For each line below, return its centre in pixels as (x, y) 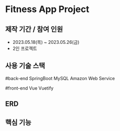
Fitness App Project (47, 9)
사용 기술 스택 (25, 66)
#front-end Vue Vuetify (29, 88)
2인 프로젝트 (25, 48)
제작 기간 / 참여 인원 (34, 29)
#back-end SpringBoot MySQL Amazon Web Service (60, 78)
